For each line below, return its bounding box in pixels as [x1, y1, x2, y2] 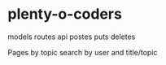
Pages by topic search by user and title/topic [7, 47, 158, 57]
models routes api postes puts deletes [7, 32, 136, 41]
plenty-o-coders [7, 5, 123, 24]
